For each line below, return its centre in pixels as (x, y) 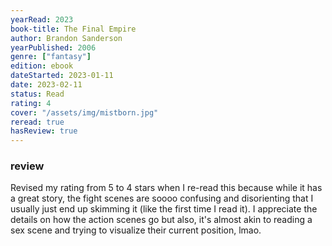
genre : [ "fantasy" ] (51, 57)
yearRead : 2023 (42, 19)
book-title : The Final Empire (73, 29)
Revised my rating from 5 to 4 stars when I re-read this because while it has (166, 188)
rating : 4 (31, 103)
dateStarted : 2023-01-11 (62, 76)
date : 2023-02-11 (46, 85)
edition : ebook (42, 66)
